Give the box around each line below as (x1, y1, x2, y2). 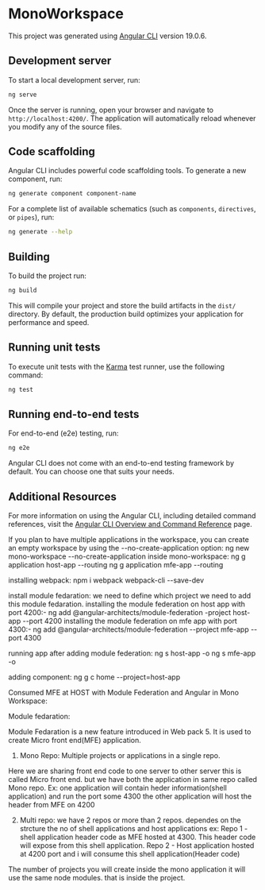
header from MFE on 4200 (8, 800, 95, 810)
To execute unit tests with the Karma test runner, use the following (8, 362, 225, 371)
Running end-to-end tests (8, 407, 140, 421)
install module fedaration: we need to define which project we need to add (8, 591, 252, 601)
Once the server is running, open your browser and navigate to (8, 105, 214, 114)
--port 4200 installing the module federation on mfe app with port (22, 617, 238, 626)
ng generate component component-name (8, 190, 136, 198)
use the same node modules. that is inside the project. (8, 873, 186, 883)
